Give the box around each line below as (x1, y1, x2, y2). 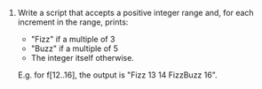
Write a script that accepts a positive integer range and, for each (17, 8, 255, 18)
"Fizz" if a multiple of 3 (30, 34, 115, 44)
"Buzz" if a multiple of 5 (30, 43, 118, 54)
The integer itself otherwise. (30, 53, 135, 63)
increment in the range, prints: (17, 17, 129, 27)
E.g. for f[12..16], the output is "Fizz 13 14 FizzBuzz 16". (17, 70, 218, 80)
